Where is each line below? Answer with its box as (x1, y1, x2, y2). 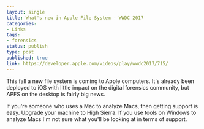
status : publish (6, 44, 48, 50)
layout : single (6, 9, 45, 15)
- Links (6, 26, 26, 33)
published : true (6, 55, 48, 61)
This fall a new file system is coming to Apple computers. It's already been (6, 77, 194, 85)
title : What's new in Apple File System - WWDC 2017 (6, 15, 144, 21)
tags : (6, 32, 20, 38)
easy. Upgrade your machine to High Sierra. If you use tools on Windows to (6, 109, 197, 116)
